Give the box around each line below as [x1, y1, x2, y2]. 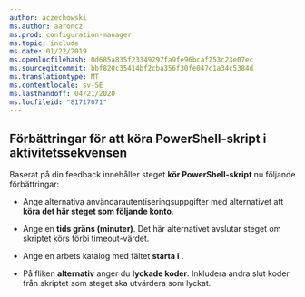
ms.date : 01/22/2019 [9, 47, 88, 56]
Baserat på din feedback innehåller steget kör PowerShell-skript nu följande [9, 169, 297, 180]
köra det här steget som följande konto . [22, 206, 174, 217]
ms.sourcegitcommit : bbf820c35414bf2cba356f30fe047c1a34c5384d [9, 64, 254, 73]
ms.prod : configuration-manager [9, 30, 132, 39]
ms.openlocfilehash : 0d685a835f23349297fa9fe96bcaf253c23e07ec [9, 55, 254, 64]
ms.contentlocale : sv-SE [9, 81, 103, 90]
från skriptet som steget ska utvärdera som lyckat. [22, 278, 212, 289]
